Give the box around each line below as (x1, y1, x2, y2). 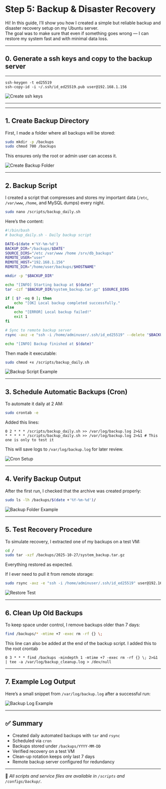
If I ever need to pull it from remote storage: (5, 571, 94, 577)
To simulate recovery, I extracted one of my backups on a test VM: (5, 538, 141, 545)
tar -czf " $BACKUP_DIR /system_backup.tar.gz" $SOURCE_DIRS (5, 287, 129, 292)
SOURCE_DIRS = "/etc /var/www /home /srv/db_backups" (5, 251, 114, 256)
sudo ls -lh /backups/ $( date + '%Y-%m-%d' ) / (5, 497, 96, 503)
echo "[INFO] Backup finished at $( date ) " (5, 341, 94, 346)
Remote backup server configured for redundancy (12, 758, 115, 765)
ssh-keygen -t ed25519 (5, 80, 52, 85)
